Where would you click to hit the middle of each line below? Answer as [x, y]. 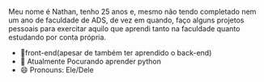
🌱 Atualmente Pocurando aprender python [91, 61]
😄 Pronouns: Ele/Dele [57, 70]
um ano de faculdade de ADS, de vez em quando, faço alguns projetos [126, 20]
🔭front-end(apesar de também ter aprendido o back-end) [116, 53]
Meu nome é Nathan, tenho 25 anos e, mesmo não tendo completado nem [132, 12]
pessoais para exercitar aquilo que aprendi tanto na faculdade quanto [124, 29]
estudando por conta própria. [57, 37]
